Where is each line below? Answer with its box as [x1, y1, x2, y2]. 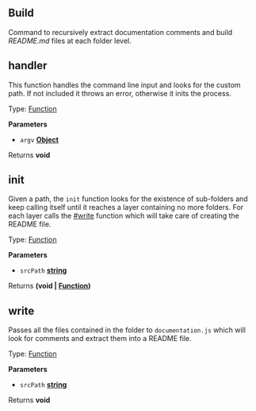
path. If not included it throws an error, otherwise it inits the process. [8, 88, 232, 98]
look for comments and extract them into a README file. [8, 334, 192, 343]
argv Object [19, 134, 59, 144]
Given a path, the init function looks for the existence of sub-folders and [8, 194, 248, 204]
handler [8, 59, 48, 72]
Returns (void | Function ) [8, 281, 91, 291]
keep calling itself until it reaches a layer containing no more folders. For [8, 203, 244, 212]
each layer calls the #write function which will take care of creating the [8, 211, 239, 221]
